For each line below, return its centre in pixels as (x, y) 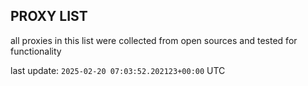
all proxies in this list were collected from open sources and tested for (154, 40)
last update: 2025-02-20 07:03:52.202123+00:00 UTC (118, 70)
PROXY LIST (49, 16)
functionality (36, 51)
